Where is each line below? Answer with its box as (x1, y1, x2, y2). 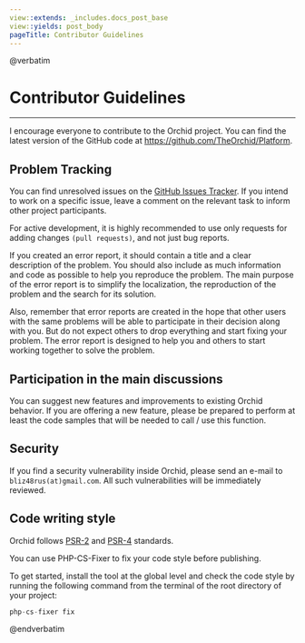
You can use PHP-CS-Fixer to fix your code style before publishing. (9, 552, 261, 564)
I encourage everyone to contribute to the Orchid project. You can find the (9, 126, 287, 136)
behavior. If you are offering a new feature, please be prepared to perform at (9, 405, 296, 416)
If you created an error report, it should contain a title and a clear (9, 250, 251, 261)
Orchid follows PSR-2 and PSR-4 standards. (9, 535, 174, 546)
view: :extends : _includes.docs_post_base (9, 13, 169, 23)
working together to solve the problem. (9, 345, 155, 356)
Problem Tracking (9, 161, 112, 177)
